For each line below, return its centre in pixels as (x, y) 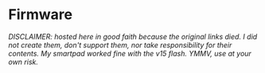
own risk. (23, 62)
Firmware (41, 15)
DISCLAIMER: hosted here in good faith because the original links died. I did (133, 36)
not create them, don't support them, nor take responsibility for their (120, 44)
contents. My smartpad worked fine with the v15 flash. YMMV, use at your (130, 53)
